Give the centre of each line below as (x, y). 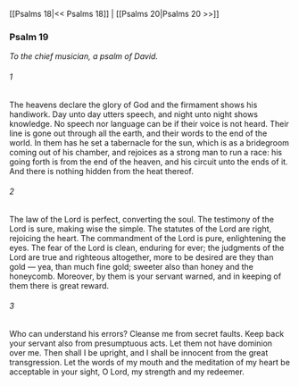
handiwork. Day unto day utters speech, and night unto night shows (134, 114)
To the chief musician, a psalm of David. (84, 56)
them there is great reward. (59, 285)
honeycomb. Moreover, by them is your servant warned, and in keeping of (145, 276)
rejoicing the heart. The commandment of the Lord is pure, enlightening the (148, 238)
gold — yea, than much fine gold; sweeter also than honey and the (132, 266)
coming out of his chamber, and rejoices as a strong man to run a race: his (146, 152)
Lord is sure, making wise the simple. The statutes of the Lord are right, (141, 229)
